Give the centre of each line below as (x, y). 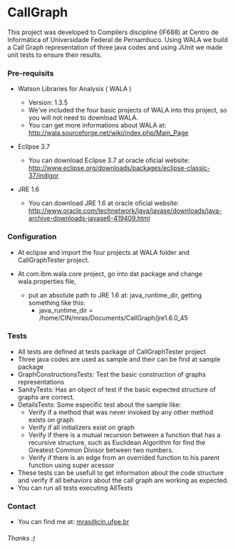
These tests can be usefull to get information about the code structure (121, 472)
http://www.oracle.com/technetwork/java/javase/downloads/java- (125, 211)
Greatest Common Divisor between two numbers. (101, 450)
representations (41, 382)
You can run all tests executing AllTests (75, 488)
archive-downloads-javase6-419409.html (89, 219)
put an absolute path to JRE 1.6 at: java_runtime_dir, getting (115, 295)
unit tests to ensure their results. (55, 55)
